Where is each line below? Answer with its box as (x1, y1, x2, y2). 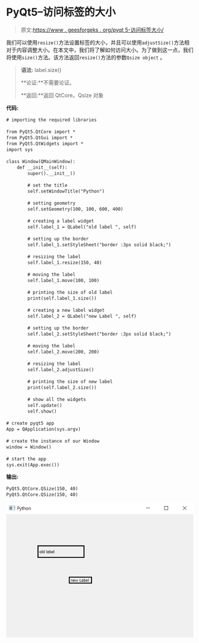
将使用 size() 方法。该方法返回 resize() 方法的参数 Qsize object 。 (6, 54, 166, 61)
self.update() (27, 402, 62, 408)
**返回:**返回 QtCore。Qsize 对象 (20, 92, 104, 99)
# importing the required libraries (6, 117, 97, 123)
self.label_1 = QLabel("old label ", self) (27, 224, 137, 230)
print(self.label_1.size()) (27, 295, 97, 301)
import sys (6, 146, 33, 152)
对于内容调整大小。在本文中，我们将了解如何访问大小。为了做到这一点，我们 (6, 46, 194, 54)
